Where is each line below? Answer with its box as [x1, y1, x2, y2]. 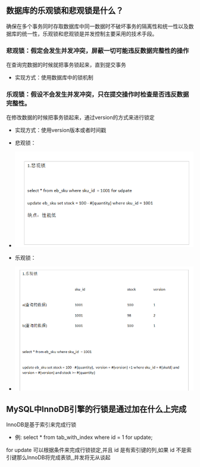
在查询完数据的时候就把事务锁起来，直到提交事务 [6, 62, 126, 69]
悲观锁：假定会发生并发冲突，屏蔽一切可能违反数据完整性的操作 [6, 47, 189, 55]
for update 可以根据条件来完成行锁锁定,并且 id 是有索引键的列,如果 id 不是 [6, 446, 186, 453]
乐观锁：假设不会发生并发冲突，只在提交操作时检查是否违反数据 [6, 90, 189, 99]
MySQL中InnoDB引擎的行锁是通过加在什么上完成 [6, 404, 187, 414]
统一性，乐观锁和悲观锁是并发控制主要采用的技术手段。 [21, 30, 158, 37]
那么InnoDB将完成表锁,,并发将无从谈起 [16, 453, 111, 461]
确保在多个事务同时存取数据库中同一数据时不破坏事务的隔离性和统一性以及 [6, 23, 189, 30]
